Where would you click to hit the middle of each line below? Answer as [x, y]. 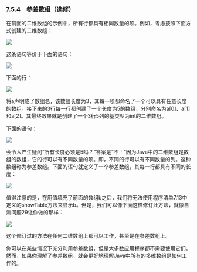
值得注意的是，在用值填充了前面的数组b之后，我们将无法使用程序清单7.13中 [97, 198]
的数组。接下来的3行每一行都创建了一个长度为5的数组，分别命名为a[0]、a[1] [98, 109]
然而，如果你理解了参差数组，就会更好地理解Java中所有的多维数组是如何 [94, 256]
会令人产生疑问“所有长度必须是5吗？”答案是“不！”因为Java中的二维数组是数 [98, 152]
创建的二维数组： [32, 31]
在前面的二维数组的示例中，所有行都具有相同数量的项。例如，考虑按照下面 [96, 23]
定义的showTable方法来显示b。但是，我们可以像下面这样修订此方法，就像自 [98, 205]
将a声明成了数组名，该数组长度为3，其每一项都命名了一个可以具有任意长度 [96, 101]
